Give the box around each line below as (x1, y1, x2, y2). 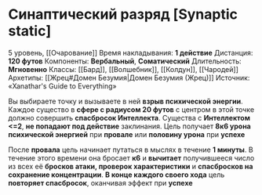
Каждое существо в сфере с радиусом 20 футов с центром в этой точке (8, 104, 255, 114)
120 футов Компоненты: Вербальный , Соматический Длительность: (8, 56, 242, 66)
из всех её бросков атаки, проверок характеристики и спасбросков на (8, 161, 253, 171)
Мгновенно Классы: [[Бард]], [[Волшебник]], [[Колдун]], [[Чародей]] (8, 64, 239, 74)
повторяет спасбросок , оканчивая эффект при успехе (8, 178, 194, 187)
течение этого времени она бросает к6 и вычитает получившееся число (8, 153, 255, 162)
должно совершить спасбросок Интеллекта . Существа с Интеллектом (8, 113, 251, 122)
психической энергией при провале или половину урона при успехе (8, 129, 246, 139)
